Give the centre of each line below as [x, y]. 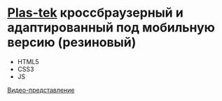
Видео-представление [41, 90]
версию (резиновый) [72, 42]
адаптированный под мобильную [111, 28]
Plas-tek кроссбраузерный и [95, 13]
